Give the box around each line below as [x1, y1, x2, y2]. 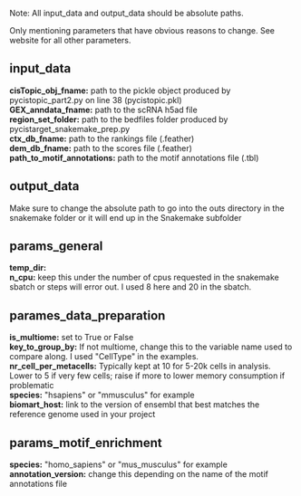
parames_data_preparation [9, 308, 166, 323]
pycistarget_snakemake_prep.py [9, 123, 131, 134]
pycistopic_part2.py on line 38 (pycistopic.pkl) [9, 94, 183, 105]
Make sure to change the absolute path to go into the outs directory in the [9, 203, 285, 214]
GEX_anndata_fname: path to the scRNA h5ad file [9, 104, 198, 115]
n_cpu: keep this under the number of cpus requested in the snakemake [9, 272, 279, 283]
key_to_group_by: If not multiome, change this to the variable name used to [9, 341, 293, 352]
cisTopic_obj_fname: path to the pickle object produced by [9, 85, 231, 96]
